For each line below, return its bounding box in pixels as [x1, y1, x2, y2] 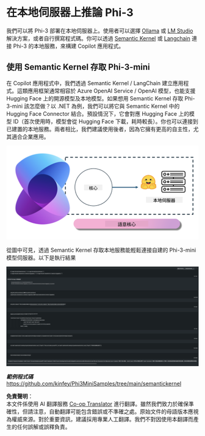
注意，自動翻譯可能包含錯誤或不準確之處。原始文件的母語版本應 [32, 408, 193, 415]
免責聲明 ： [6, 393, 34, 400]
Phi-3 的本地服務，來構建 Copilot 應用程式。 [13, 42, 124, 50]
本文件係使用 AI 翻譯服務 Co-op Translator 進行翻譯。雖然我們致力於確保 [6, 400, 189, 407]
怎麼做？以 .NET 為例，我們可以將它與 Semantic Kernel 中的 [29, 102, 180, 110]
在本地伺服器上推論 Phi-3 [6, 6, 134, 20]
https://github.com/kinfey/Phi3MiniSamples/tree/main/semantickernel [6, 380, 182, 387]
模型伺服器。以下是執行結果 [6, 254, 76, 261]
